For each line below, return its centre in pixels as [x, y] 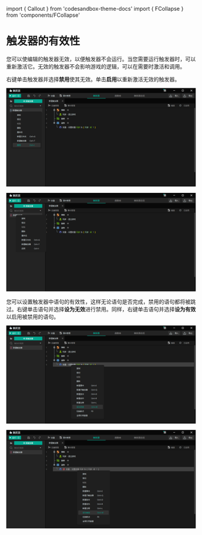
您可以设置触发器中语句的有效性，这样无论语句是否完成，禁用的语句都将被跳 [101, 301]
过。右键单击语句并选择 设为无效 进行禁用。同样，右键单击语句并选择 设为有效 [101, 309]
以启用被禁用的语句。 [32, 316]
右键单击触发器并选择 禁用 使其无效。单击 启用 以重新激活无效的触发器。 [93, 79]
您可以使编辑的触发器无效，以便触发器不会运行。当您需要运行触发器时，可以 [101, 59]
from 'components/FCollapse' [43, 15]
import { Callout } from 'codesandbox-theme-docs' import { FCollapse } [95, 9]
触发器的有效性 [43, 41]
